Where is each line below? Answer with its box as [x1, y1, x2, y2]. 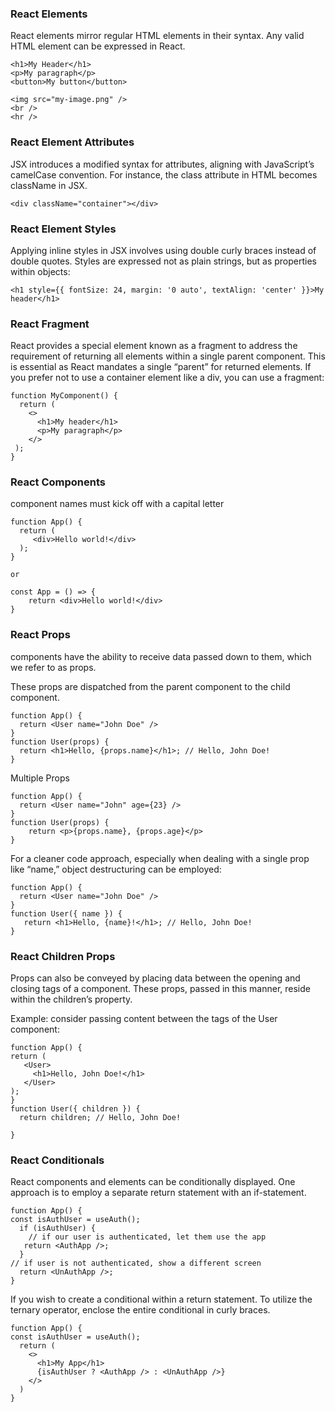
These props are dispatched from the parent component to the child [10, 680, 291, 692]
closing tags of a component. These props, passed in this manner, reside [10, 983, 311, 995]
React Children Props [10, 949, 116, 963]
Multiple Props [10, 772, 70, 784]
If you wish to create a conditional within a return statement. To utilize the [10, 1293, 313, 1306]
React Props [10, 628, 71, 642]
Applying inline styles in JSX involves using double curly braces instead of [10, 244, 317, 256]
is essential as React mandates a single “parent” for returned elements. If [10, 361, 312, 373]
